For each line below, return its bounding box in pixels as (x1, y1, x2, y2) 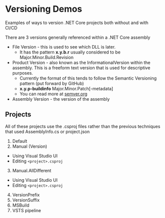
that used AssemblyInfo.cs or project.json (5, 129, 90, 135)
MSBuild (12, 202, 30, 208)
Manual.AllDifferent (12, 167, 52, 173)
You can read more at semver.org (19, 91, 88, 97)
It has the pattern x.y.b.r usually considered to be (19, 49, 121, 55)
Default (12, 138, 28, 144)
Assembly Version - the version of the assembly (12, 96, 110, 102)
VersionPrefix (12, 191, 40, 197)
